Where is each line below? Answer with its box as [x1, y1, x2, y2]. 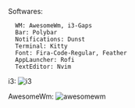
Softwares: [8, 7, 43, 16]
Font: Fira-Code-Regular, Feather [15, 49, 127, 57]
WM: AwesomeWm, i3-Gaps [15, 22, 92, 30]
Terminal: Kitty [15, 42, 68, 50]
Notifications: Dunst [15, 35, 86, 43]
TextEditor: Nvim [15, 63, 72, 70]
